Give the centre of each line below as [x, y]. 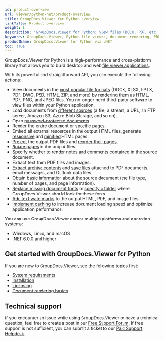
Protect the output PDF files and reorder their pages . [65, 141]
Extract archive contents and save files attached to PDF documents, [80, 168]
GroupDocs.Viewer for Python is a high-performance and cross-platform [78, 60]
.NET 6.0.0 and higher [34, 239]
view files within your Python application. [53, 105]
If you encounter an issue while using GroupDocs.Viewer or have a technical [82, 318]
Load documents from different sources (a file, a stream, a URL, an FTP [84, 110]
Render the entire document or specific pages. [59, 126]
